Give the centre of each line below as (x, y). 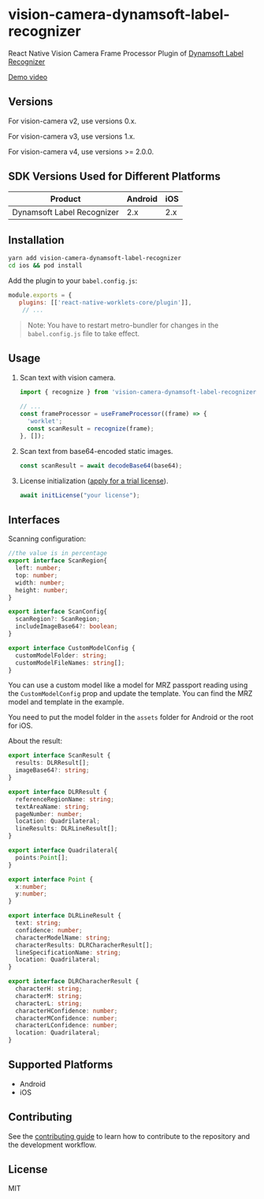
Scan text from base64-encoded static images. (96, 451)
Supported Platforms (61, 1065)
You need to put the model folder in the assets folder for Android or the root (131, 717)
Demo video (28, 77)
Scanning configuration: (47, 539)
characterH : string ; (49, 989)
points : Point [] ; (42, 857)
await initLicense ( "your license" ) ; (80, 495)
